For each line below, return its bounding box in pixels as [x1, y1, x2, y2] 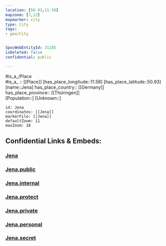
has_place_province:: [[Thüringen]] [5, 89, 80, 95]
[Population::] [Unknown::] [5, 95, 62, 101]
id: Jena [5, 105, 24, 110]
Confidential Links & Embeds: [5, 137, 102, 146]
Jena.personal [5, 221, 43, 228]
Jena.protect [5, 193, 39, 200]
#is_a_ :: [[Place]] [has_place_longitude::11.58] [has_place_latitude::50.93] [5, 78, 161, 85]
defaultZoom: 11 [5, 118, 40, 124]
